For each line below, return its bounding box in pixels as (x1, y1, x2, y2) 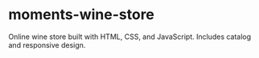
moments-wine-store (8, 6, 155, 24)
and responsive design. (8, 40, 86, 49)
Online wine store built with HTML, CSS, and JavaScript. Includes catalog (8, 32, 252, 41)
